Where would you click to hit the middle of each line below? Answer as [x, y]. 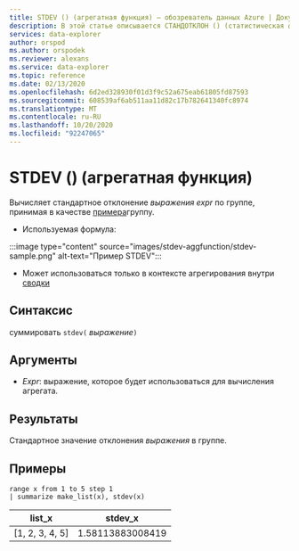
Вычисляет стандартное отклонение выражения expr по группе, [132, 202]
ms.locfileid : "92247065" [57, 134]
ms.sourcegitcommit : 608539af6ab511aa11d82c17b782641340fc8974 [129, 100]
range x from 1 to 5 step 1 [61, 489]
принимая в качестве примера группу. [82, 211]
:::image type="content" [53, 246]
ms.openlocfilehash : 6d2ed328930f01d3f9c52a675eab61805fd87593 [129, 92]
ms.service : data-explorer [59, 68]
